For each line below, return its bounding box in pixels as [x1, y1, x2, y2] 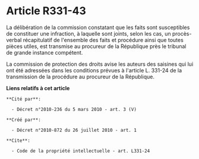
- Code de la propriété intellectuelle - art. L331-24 [11, 148, 150, 154]
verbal [6, 36, 22, 43]
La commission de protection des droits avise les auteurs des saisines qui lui [6, 61, 194, 68]
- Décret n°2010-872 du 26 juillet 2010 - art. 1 [11, 127, 137, 133]
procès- [172, 30, 192, 37]
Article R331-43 [6, 4, 86, 18]
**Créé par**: [6, 117, 42, 123]
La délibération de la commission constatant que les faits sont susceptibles [6, 24, 190, 31]
